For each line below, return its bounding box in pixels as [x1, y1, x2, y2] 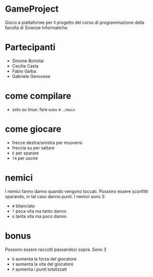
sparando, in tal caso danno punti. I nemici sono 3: [5, 193, 106, 199]
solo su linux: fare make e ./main [12, 106, 76, 112]
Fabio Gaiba [12, 68, 36, 74]
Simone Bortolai [12, 57, 44, 64]
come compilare [5, 91, 72, 102]
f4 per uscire [12, 155, 38, 161]
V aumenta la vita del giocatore [12, 261, 74, 267]
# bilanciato [12, 203, 35, 209]
